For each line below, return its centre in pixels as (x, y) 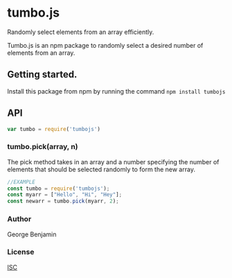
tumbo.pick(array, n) (43, 147)
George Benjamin (32, 234)
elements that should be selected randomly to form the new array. (101, 169)
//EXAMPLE (21, 182)
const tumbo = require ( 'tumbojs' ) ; (59, 189)
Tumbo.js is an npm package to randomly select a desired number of (105, 45)
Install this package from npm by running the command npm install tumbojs (116, 91)
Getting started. (42, 75)
